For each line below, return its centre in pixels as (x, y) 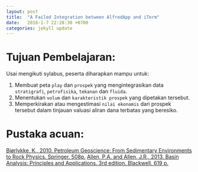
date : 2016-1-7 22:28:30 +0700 (47, 22)
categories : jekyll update (39, 28)
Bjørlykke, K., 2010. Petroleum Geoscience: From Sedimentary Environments (99, 151)
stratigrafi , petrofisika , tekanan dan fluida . (71, 92)
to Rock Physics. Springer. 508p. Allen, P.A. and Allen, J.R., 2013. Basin (92, 157)
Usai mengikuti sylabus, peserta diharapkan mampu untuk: (78, 74)
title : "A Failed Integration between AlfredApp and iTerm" (83, 17)
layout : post (22, 12)
